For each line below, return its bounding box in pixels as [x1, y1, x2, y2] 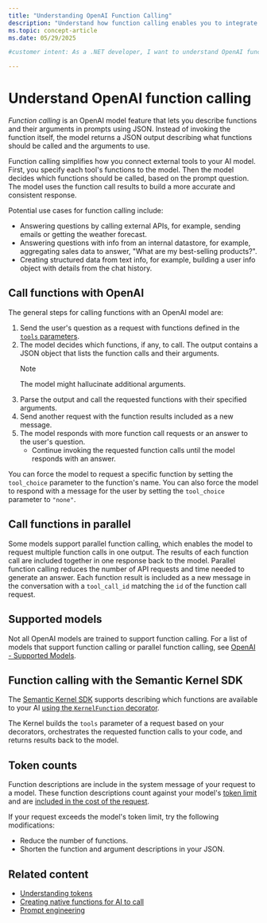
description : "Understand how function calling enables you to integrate [8, 19, 258, 27]
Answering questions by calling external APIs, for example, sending [19, 221, 241, 231]
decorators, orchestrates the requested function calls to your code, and [8, 727, 242, 737]
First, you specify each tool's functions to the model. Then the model [8, 165, 234, 175]
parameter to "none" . [8, 494, 76, 504]
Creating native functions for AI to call [19, 897, 145, 906]
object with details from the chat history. [19, 263, 153, 273]
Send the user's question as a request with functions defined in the [19, 323, 240, 333]
